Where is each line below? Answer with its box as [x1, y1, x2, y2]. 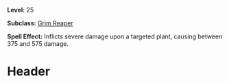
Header [7, 64, 50, 80]
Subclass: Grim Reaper [7, 19, 73, 27]
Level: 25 [7, 6, 34, 14]
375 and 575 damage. [7, 40, 69, 47]
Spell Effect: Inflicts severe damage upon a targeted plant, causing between [7, 32, 223, 40]
